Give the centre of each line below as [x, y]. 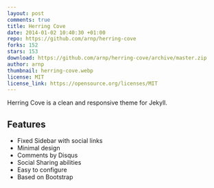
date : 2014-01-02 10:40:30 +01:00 [57, 32]
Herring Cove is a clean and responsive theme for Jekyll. [87, 103]
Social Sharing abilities [49, 163]
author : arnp [26, 64]
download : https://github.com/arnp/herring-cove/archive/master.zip [107, 58]
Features [26, 124]
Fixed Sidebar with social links [60, 141]
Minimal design [38, 148]
